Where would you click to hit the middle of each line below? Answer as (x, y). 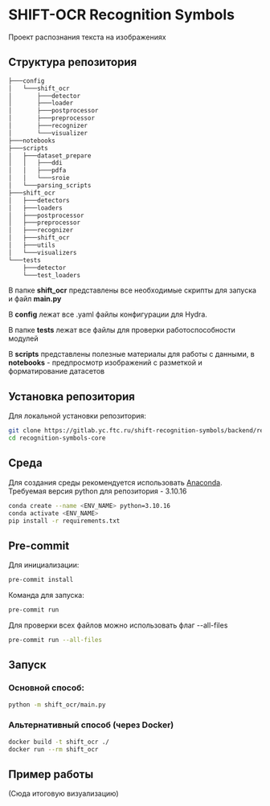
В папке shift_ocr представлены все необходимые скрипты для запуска (133, 290)
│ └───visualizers (43, 252)
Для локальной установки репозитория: (78, 416)
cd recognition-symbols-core (57, 438)
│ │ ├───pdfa (37, 170)
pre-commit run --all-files (55, 640)
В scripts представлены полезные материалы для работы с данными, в (131, 354)
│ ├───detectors (39, 200)
